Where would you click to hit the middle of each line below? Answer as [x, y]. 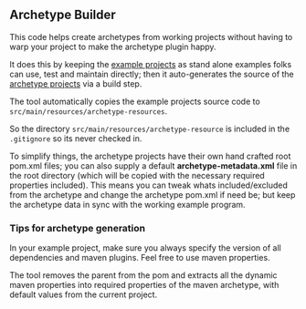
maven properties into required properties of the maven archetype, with [144, 285]
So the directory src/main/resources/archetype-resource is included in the [150, 129]
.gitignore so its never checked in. [76, 138]
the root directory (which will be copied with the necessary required [137, 175]
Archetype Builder [63, 15]
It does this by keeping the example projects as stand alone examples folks [151, 64]
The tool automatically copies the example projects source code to [135, 101]
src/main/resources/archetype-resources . [89, 111]
